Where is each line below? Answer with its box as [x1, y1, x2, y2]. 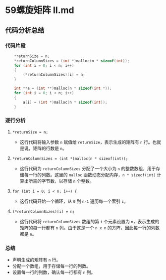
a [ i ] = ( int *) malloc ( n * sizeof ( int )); [23, 100, 108, 105]
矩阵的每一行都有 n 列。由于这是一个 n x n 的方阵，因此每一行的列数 [19, 225, 160, 231]
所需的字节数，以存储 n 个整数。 [28, 178, 94, 184]
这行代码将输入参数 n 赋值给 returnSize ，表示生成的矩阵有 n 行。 [19, 139, 153, 145]
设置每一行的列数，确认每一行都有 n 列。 [12, 270, 96, 276]
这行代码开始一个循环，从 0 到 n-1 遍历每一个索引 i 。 [19, 198, 129, 204]
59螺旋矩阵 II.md [5, 4, 74, 16]
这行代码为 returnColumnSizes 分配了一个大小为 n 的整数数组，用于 [19, 165, 156, 171]
